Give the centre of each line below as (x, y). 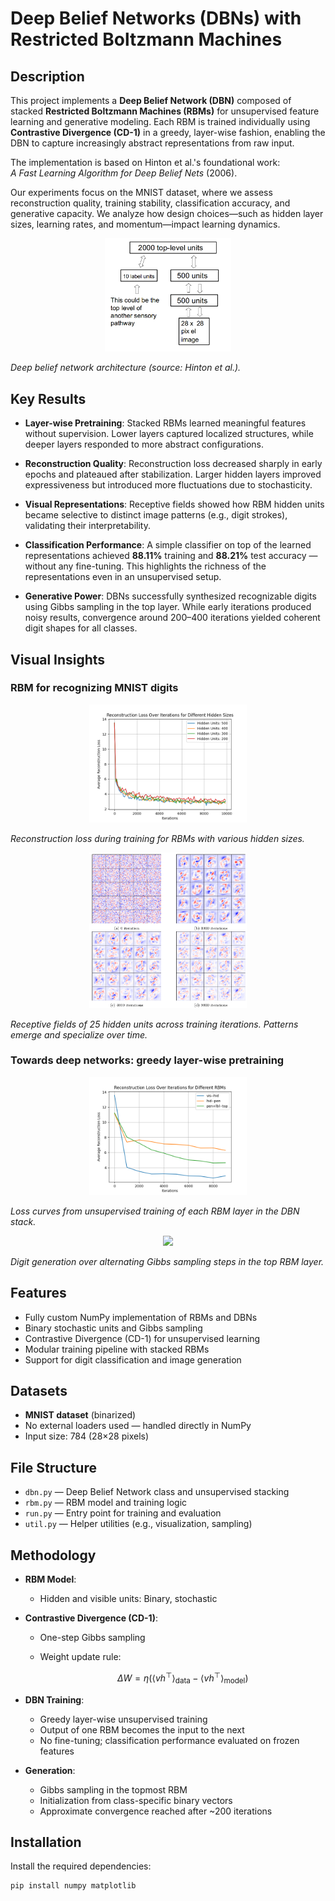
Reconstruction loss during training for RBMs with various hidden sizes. (157, 838)
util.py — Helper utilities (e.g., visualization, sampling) (138, 1524)
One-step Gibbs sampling (92, 1638)
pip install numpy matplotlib (73, 1886)
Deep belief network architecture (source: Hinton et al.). (126, 368)
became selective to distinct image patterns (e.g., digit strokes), (156, 515)
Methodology (53, 1555)
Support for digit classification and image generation (133, 1359)
